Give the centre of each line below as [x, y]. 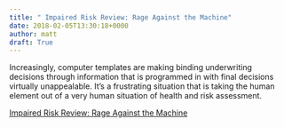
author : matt [33, 34]
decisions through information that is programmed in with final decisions [142, 77]
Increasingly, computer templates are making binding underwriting [131, 67]
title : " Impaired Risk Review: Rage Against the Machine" [121, 17]
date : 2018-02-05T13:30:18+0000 [69, 26]
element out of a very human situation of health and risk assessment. [136, 96]
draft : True [31, 42]
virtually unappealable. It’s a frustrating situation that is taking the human [142, 86]
